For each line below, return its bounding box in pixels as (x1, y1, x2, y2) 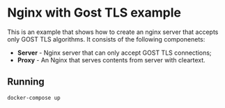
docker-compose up (7, 94, 61, 101)
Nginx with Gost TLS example (7, 5, 181, 21)
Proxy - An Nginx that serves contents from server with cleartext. (17, 55, 205, 64)
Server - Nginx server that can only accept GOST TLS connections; (17, 48, 212, 57)
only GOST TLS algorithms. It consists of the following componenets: (7, 35, 205, 43)
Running (7, 76, 45, 88)
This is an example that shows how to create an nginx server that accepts (7, 28, 219, 36)
